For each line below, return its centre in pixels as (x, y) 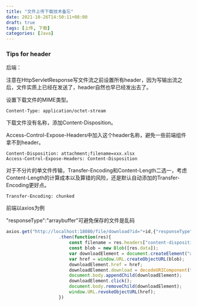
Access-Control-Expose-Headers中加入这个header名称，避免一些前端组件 (96, 135)
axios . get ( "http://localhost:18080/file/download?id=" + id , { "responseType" (99, 232)
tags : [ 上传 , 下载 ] (28, 28)
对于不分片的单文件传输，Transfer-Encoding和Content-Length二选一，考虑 (97, 171)
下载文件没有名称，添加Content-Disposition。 (61, 123)
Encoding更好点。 (28, 185)
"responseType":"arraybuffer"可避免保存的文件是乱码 (70, 221)
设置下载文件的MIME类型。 (39, 100)
